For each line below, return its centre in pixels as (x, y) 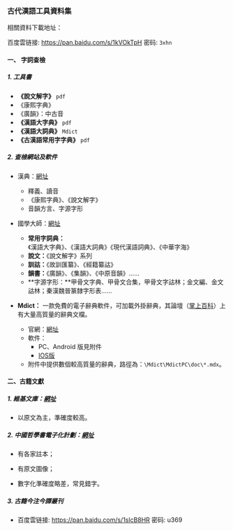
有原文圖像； (36, 469)
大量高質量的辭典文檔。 (57, 314)
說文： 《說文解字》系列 (60, 255)
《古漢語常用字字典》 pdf (54, 140)
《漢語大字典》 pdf (44, 122)
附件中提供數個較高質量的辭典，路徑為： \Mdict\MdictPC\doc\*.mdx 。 (126, 364)
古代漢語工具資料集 (39, 10)
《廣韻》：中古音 (40, 113)
